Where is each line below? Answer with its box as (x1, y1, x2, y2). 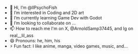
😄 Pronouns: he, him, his (9, 38, 60, 43)
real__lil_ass (9, 33, 34, 38)
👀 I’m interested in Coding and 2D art (9, 10, 84, 16)
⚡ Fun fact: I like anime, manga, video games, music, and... (9, 43, 128, 49)
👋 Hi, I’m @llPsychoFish (9, 5, 58, 10)
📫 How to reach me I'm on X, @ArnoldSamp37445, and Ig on (9, 26, 133, 31)
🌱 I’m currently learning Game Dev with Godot (9, 15, 102, 20)
